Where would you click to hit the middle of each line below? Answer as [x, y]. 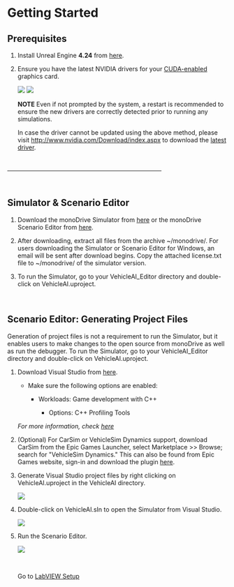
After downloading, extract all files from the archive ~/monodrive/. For [118, 240]
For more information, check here [66, 426]
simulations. [35, 119]
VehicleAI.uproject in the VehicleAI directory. [81, 482]
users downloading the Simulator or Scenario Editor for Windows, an [116, 248]
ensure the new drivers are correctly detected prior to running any [112, 112]
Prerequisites [37, 39]
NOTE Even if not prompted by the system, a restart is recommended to [120, 104]
